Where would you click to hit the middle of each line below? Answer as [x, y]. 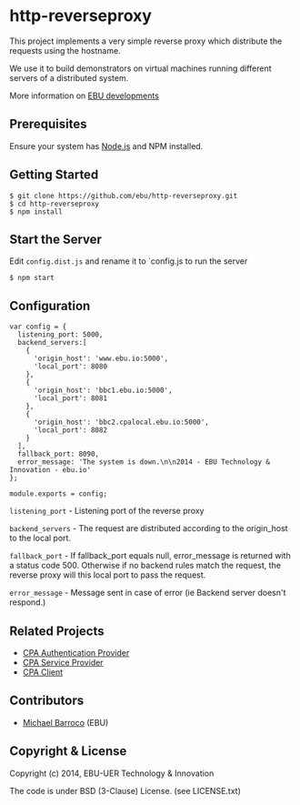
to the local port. [40, 538]
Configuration [50, 306]
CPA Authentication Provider [76, 653]
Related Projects [57, 631]
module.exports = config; [58, 494]
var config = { [38, 327]
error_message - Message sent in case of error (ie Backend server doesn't [148, 593]
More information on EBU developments [84, 96]
